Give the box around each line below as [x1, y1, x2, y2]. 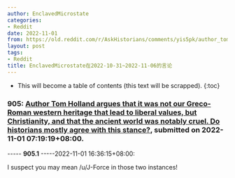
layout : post [7, 43, 45, 50]
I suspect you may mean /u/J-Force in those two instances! [7, 163, 178, 171]
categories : [7, 17, 42, 24]
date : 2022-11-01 [7, 29, 58, 37]
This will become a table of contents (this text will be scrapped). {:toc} [17, 81, 220, 89]
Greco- [186, 98, 211, 108]
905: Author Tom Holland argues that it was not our [7, 98, 185, 108]
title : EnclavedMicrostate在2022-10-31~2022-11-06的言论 [7, 62, 173, 69]
